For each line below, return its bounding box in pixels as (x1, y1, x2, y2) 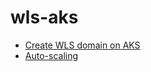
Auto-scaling (24, 49, 79, 61)
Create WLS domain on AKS (24, 39, 141, 51)
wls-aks (10, 6, 79, 29)
